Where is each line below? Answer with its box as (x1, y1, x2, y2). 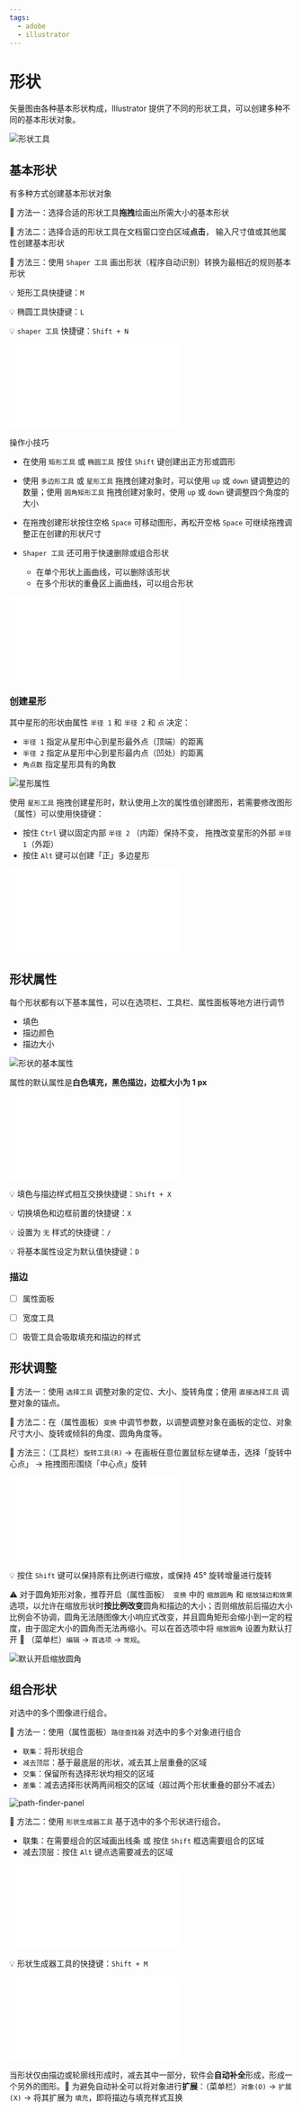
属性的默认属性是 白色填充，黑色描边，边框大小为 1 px (9, 1077, 208, 1088)
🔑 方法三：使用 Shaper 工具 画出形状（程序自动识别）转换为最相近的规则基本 (9, 257, 291, 268)
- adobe (17, 22, 47, 31)
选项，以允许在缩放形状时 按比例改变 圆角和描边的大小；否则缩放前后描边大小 (9, 1600, 293, 1611)
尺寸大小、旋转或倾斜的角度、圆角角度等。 (9, 1428, 167, 1439)
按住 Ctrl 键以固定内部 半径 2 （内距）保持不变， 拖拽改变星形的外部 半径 (22, 827, 292, 838)
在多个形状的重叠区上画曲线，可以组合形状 (35, 578, 194, 589)
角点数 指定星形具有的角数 (22, 759, 117, 770)
